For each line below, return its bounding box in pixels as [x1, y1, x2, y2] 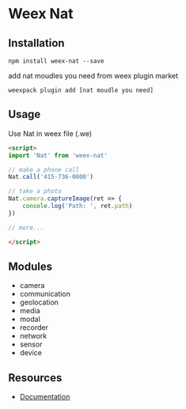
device [19, 348, 42, 358]
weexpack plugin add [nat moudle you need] [8, 86, 154, 94]
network [19, 331, 47, 341]
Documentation [19, 392, 70, 402]
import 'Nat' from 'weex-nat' [8, 151, 108, 159]
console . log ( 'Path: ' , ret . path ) [22, 203, 133, 210]
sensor [19, 339, 43, 349]
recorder [19, 323, 49, 332]
